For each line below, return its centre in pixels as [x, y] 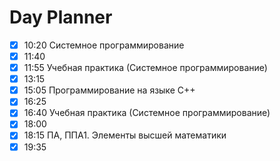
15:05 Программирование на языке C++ [109, 90]
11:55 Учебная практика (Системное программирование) [145, 68]
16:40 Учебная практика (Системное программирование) [147, 113]
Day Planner [61, 17]
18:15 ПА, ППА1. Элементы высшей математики [125, 135]
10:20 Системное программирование [104, 45]
